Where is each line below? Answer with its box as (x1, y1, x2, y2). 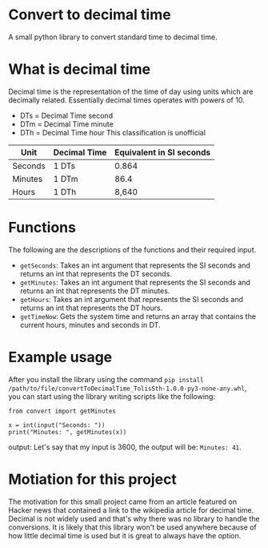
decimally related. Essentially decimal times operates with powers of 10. (8, 95, 246, 105)
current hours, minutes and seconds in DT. (19, 320, 161, 329)
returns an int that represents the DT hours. (19, 303, 163, 312)
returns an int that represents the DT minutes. (19, 286, 170, 296)
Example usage (8, 349, 113, 366)
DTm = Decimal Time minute (19, 119, 114, 129)
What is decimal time (8, 60, 151, 79)
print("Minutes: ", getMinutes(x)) (8, 428, 127, 436)
